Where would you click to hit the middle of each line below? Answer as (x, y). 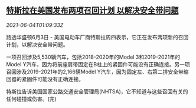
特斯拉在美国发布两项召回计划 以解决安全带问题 (92, 11)
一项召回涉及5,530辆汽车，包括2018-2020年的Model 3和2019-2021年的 (93, 57)
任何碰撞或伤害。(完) (32, 99)
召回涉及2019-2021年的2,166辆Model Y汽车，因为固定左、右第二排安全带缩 (97, 72)
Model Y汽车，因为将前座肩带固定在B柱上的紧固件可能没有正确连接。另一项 (98, 64)
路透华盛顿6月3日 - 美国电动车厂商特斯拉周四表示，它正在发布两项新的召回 (97, 37)
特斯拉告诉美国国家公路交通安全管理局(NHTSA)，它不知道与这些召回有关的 (97, 91)
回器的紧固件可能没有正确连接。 (45, 79)
